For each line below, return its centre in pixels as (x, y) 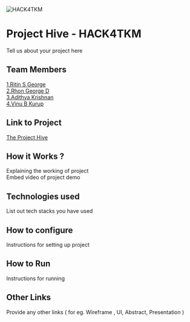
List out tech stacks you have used (50, 211)
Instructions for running (36, 278)
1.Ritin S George (26, 84)
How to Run (28, 264)
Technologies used (43, 196)
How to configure (40, 230)
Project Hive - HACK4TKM (74, 34)
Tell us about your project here (44, 50)
